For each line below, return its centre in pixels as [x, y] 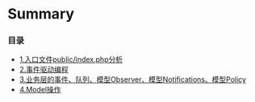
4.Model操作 [40, 90]
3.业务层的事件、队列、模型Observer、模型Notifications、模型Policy [133, 80]
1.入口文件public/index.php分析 [71, 59]
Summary [41, 14]
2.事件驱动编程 [44, 70]
